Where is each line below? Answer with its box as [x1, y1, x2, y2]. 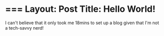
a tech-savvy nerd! [5, 25, 44, 31]
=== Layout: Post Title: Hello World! [5, 3, 156, 15]
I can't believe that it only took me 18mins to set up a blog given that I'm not [5, 20, 160, 26]
